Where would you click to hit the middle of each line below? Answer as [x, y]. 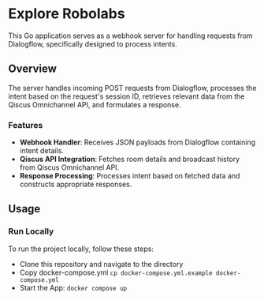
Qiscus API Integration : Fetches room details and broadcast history [130, 159]
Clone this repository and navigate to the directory [101, 264]
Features [26, 125]
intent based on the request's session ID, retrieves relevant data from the [126, 96]
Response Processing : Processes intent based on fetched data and [130, 176]
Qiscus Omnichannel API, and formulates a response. [95, 104]
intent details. [42, 151]
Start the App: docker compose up [73, 287]
